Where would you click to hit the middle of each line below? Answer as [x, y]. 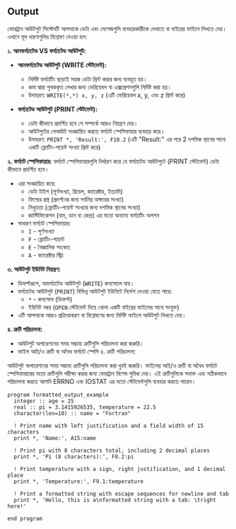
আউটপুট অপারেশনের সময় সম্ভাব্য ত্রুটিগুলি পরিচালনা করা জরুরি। [81, 343]
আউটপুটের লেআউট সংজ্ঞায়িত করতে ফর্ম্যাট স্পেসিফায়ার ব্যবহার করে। [96, 131]
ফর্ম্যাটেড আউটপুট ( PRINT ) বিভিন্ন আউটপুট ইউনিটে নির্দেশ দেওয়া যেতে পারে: [95, 291]
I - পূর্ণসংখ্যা [41, 231]
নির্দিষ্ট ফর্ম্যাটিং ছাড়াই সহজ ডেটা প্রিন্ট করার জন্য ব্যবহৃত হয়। [88, 79]
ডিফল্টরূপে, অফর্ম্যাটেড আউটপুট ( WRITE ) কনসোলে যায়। [76, 283]
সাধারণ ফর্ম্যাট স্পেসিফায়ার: [44, 223]
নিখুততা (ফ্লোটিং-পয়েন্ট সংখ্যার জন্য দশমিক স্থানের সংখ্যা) [84, 207]
